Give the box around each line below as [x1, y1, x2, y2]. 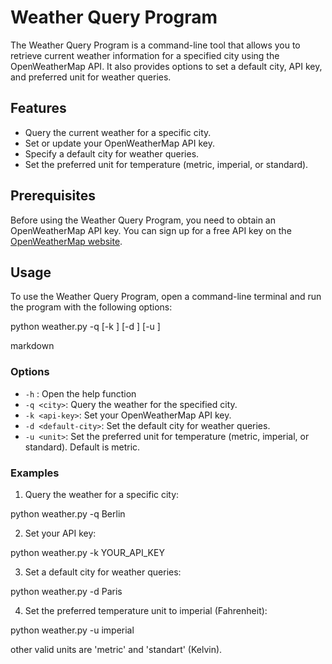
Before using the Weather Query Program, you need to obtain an [10, 214, 276, 226]
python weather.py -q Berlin [10, 507, 126, 520]
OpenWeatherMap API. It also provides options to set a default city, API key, [10, 60, 323, 72]
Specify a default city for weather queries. [24, 147, 200, 160]
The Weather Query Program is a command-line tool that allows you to [10, 39, 301, 51]
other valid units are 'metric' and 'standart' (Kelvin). [10, 643, 223, 655]
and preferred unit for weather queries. [10, 71, 172, 83]
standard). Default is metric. [24, 441, 141, 453]
